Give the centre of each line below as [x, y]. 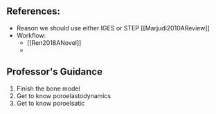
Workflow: [31, 35]
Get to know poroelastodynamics [64, 95]
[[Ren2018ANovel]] [54, 42]
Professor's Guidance [55, 72]
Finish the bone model [48, 88]
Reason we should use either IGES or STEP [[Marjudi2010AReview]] [113, 28]
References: [33, 11]
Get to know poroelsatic [51, 103]
